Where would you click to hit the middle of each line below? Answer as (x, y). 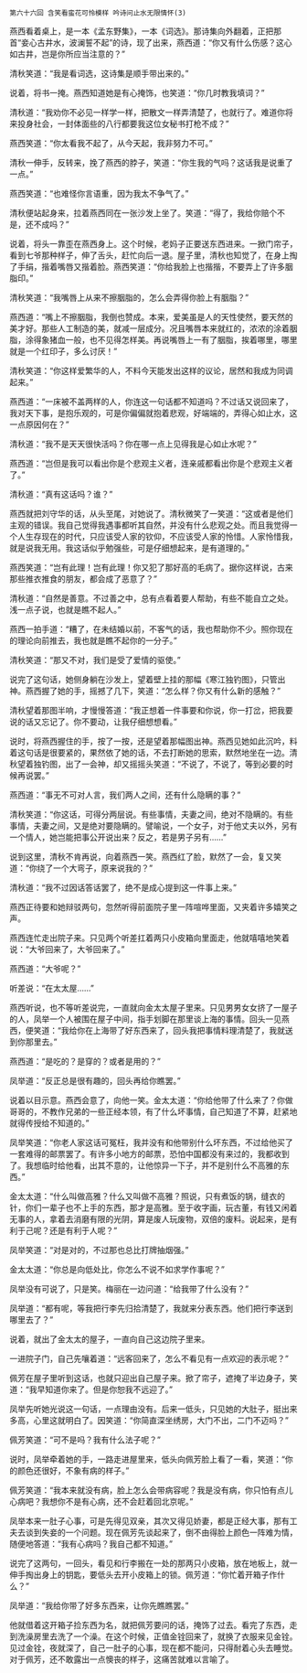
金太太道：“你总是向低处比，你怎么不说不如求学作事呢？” (117, 1269)
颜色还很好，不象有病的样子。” (73, 1470)
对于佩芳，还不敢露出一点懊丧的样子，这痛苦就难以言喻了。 (122, 1659)
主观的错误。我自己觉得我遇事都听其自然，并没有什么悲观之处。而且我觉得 (149, 525)
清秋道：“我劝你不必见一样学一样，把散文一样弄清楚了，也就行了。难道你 (148, 112)
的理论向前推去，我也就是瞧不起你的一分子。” (94, 640)
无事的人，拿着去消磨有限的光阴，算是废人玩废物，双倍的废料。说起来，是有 (153, 1219)
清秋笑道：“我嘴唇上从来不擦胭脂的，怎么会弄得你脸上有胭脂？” (129, 297)
